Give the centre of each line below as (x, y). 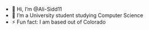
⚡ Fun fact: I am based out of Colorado (59, 22)
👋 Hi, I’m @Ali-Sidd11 (37, 9)
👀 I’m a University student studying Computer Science (77, 15)
